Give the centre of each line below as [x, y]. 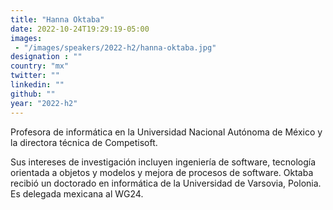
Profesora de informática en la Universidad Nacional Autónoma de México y [166, 132]
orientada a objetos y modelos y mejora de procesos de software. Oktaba [162, 172]
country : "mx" [40, 66]
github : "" [33, 94]
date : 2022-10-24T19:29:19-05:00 [80, 29]
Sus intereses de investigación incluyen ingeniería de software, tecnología [163, 162]
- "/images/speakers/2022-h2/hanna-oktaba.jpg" [115, 47]
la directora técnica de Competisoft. [84, 142]
